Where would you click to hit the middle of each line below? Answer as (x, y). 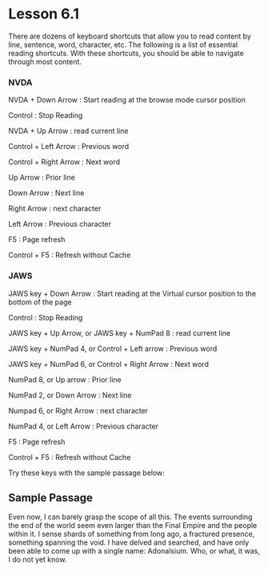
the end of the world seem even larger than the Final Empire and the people (133, 526)
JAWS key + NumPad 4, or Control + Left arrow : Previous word (113, 348)
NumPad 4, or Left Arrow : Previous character (83, 426)
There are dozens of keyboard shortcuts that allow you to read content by (130, 36)
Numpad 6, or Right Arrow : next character (78, 410)
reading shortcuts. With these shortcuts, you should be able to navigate (126, 53)
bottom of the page (40, 302)
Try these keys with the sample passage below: (87, 473)
